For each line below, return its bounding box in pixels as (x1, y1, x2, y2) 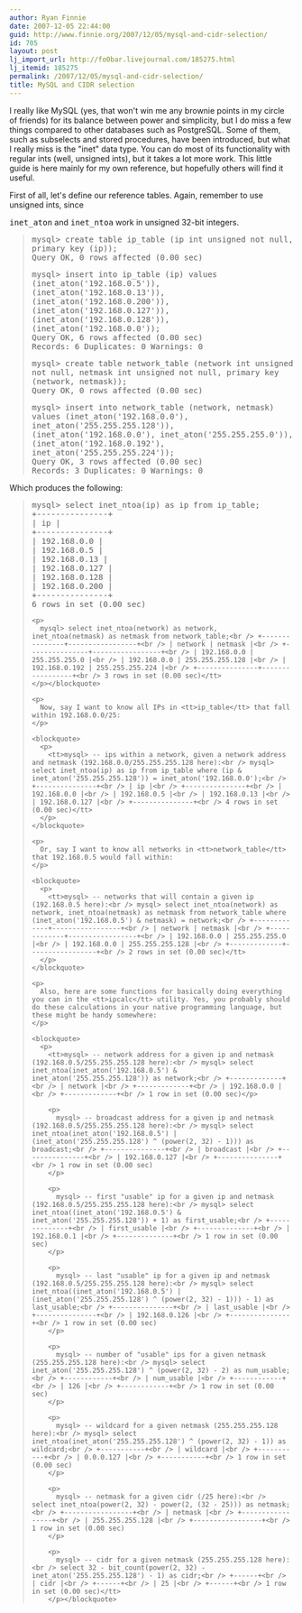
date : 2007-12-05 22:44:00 (9, 22, 111, 31)
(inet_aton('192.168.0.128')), (31, 314, 170, 325)
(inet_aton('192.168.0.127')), (31, 305, 170, 316)
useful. (9, 172, 35, 183)
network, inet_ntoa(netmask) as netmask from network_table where (31, 908, 287, 917)
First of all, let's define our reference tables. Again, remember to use (9, 189, 264, 200)
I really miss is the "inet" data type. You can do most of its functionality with (9, 143, 291, 154)
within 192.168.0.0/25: (31, 710, 122, 720)
